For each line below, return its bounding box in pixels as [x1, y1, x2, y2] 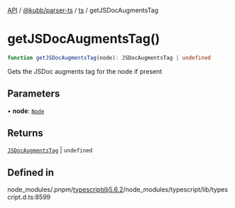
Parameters [7, 88, 60, 100]
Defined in [7, 166, 55, 178]
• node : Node [7, 106, 45, 115]
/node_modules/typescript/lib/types [123, 185, 229, 194]
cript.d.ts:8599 [7, 193, 51, 202]
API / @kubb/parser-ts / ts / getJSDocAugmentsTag [7, 6, 158, 14]
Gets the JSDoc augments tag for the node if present [7, 67, 163, 75]
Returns [7, 127, 44, 139]
